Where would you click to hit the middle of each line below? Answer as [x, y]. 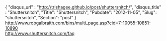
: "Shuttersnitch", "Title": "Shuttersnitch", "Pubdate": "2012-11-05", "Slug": [81, 12]
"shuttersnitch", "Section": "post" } [41, 18]
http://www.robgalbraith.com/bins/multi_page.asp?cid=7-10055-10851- [78, 23]
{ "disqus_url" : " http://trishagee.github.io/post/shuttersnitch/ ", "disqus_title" [83, 7]
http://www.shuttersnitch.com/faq [40, 33]
